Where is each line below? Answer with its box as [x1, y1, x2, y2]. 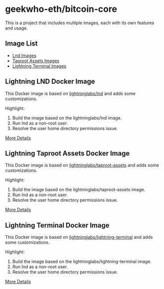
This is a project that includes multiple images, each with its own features [5, 20, 155, 26]
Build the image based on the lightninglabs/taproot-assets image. [12, 187, 146, 193]
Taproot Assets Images [12, 58, 59, 64]
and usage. [5, 25, 28, 31]
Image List [5, 40, 38, 48]
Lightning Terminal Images [12, 63, 67, 69]
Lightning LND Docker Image [5, 78, 95, 86]
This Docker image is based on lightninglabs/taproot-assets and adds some [5, 162, 159, 168]
